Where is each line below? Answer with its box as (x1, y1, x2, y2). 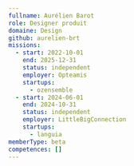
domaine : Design (8, 26, 62, 34)
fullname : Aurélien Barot (8, 11, 94, 20)
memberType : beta (8, 137, 66, 146)
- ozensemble (29, 85, 73, 94)
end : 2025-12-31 (22, 57, 77, 65)
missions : (8, 41, 41, 49)
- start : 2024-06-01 (15, 93, 84, 101)
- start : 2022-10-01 (15, 49, 84, 57)
